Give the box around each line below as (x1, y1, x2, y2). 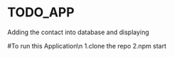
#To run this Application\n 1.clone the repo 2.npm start (7, 41, 167, 50)
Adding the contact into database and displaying (7, 28, 149, 36)
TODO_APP (7, 4, 75, 21)
